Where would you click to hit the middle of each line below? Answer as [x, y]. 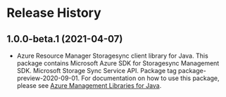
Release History [54, 13]
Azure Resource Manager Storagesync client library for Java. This [112, 56]
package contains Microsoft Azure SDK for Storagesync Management [118, 63]
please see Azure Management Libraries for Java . [89, 85]
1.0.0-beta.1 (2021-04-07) [65, 39]
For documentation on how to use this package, [150, 78]
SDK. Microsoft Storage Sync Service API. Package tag [96, 71]
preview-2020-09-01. [48, 78]
